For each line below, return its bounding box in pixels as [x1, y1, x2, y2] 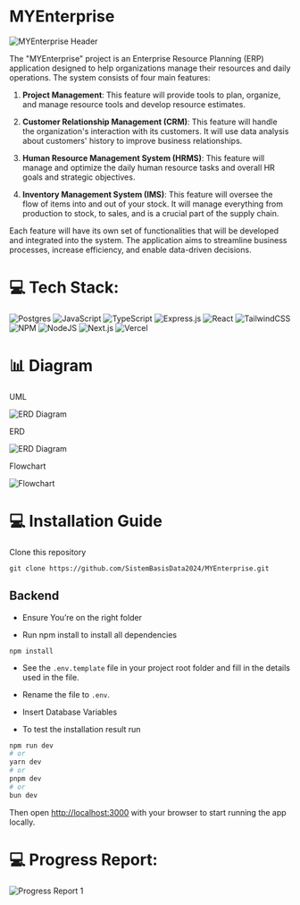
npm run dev [9, 740, 54, 750]
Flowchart [9, 461, 46, 471]
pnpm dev [9, 774, 42, 783]
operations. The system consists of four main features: [9, 72, 212, 82]
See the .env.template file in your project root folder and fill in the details [21, 662, 290, 672]
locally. [9, 816, 36, 827]
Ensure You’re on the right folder [21, 612, 143, 622]
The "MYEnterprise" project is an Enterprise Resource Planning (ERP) [9, 53, 265, 63]
